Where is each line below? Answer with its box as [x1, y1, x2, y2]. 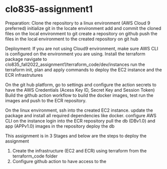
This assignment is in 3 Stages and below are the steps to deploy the [5, 133, 147, 139]
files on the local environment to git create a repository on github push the [5, 30, 158, 36]
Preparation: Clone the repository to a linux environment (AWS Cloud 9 [5, 20, 151, 26]
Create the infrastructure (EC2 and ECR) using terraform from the [12, 148, 147, 154]
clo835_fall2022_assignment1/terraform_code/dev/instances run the [5, 61, 146, 67]
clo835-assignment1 [5, 3, 93, 15]
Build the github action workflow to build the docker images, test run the [5, 92, 154, 98]
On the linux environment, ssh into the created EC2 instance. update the [5, 107, 153, 113]
